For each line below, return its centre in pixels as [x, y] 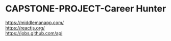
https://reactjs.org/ [25, 27]
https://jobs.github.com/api [34, 33]
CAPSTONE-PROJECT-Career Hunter [86, 9]
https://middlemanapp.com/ [35, 22]
